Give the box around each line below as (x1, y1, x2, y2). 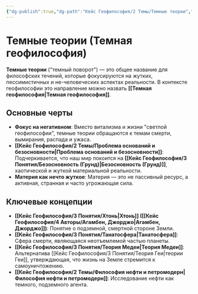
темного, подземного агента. (14, 281, 88, 288)
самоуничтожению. (14, 262, 65, 269)
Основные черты (6, 108, 73, 118)
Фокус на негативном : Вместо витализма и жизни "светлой (14, 123, 167, 131)
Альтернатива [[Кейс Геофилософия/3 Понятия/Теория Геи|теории (14, 250, 183, 257)
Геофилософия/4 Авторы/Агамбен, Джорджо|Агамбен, (14, 219, 160, 226)
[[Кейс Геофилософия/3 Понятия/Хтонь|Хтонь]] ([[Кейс (14, 212, 159, 219)
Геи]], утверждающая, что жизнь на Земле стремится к (14, 256, 156, 263)
